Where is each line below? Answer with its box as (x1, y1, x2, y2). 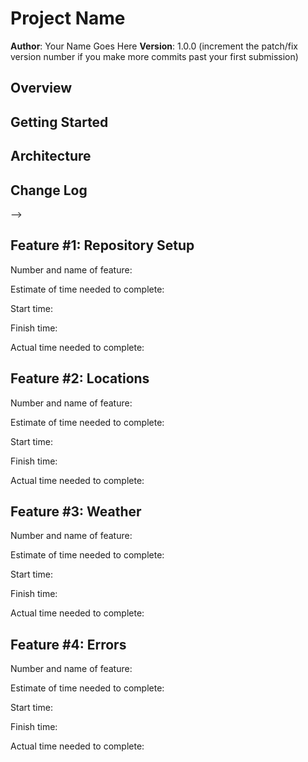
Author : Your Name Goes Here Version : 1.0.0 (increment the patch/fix (10, 40, 298, 52)
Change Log (10, 182, 88, 199)
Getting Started (10, 113, 109, 131)
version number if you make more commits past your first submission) (10, 50, 299, 62)
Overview (10, 80, 73, 97)
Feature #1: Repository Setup (10, 237, 195, 254)
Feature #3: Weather (10, 503, 142, 520)
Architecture (10, 148, 92, 165)
